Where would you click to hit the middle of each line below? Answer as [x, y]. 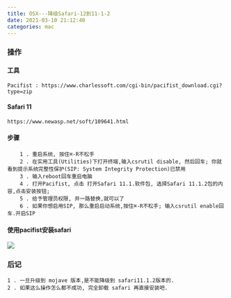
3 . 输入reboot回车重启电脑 [56, 176]
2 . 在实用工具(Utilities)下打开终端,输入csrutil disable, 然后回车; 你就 [121, 162]
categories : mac [31, 26]
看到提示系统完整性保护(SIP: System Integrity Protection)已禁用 [96, 169]
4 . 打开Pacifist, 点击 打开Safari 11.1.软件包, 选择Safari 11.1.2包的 [119, 184]
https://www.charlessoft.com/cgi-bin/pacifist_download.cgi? [132, 85]
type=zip [20, 91]
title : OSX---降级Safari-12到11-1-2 [59, 14]
